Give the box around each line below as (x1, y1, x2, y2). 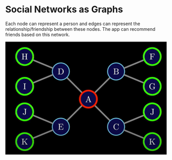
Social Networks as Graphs (5, 4, 123, 15)
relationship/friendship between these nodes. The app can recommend (5, 26, 156, 32)
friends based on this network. (5, 31, 70, 37)
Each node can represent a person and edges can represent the (5, 21, 141, 27)
